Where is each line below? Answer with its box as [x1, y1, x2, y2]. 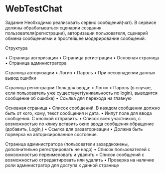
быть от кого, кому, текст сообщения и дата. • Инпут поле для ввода [5, 110, 152, 116]
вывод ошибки [5, 75, 36, 81]
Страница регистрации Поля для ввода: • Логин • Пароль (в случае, [5, 84, 152, 90]
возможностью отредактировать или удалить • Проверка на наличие [5, 157, 155, 163]
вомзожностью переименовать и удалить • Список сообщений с [5, 152, 145, 158]
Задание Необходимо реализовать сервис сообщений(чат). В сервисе [5, 19, 157, 25]
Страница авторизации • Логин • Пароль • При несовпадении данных [5, 69, 156, 75]
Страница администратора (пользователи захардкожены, [5, 141, 129, 147]
